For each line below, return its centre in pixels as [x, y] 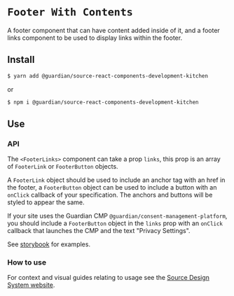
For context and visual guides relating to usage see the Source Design [109, 278]
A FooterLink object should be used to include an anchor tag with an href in [116, 180]
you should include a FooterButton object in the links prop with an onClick [115, 223]
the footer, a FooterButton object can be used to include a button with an [112, 188]
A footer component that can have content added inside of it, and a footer [114, 30]
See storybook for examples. [49, 244]
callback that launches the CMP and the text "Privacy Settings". [99, 231]
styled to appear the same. [46, 202]
